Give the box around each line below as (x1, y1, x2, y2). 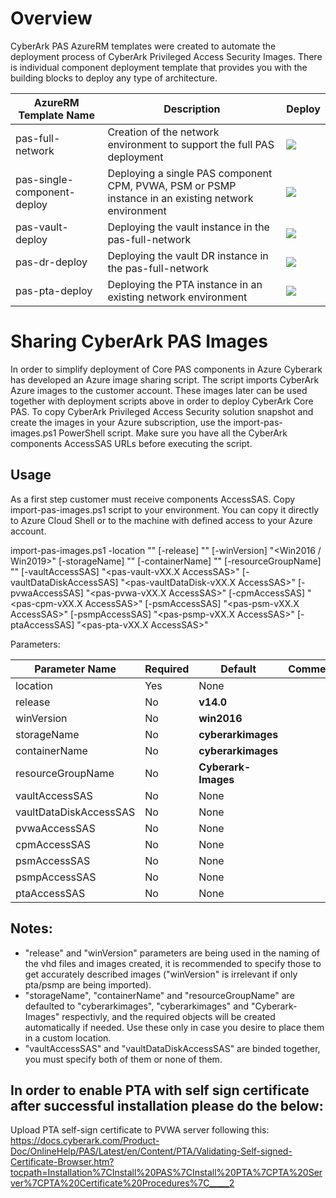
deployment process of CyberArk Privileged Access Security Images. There (10, 50, 323, 62)
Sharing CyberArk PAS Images (10, 330, 268, 353)
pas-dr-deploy (15, 255, 88, 269)
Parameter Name (34, 662, 117, 676)
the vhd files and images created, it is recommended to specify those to (24, 957, 322, 969)
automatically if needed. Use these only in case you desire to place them (24, 1021, 325, 1033)
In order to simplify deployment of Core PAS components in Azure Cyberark (10, 363, 323, 375)
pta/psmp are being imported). (24, 978, 152, 991)
